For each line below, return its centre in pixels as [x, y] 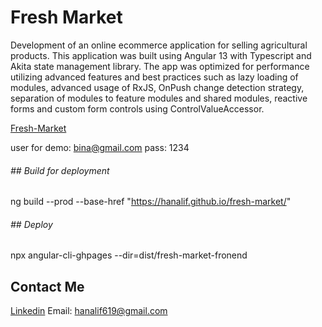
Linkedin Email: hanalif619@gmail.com [89, 311]
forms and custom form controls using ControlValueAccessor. [137, 108]
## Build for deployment [60, 170]
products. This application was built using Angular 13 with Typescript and [161, 55]
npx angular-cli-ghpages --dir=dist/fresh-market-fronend [129, 255]
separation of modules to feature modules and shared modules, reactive [159, 98]
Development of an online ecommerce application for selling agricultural [159, 45]
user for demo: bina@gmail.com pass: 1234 [100, 147]
